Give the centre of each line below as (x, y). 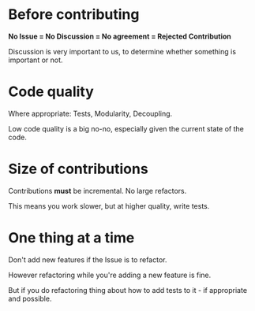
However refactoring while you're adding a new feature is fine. (110, 275)
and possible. (30, 298)
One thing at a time (71, 238)
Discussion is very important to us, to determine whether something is (122, 51)
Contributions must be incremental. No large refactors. (97, 191)
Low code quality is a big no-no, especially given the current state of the (126, 128)
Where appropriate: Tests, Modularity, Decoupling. (90, 113)
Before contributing (74, 15)
